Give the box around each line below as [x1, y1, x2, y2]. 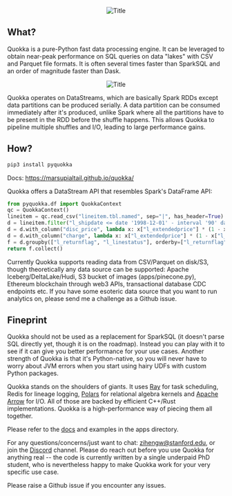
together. [7, 412, 33, 420]
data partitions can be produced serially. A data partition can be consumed [7, 101, 220, 109]
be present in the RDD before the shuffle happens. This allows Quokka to [7, 115, 215, 123]
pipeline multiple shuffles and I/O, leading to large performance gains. [7, 123, 206, 131]
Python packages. [7, 369, 59, 377]
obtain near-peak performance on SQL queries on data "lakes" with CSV [7, 52, 213, 60]
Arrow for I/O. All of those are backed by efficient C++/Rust [7, 397, 176, 406]
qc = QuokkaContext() [7, 207, 70, 214]
